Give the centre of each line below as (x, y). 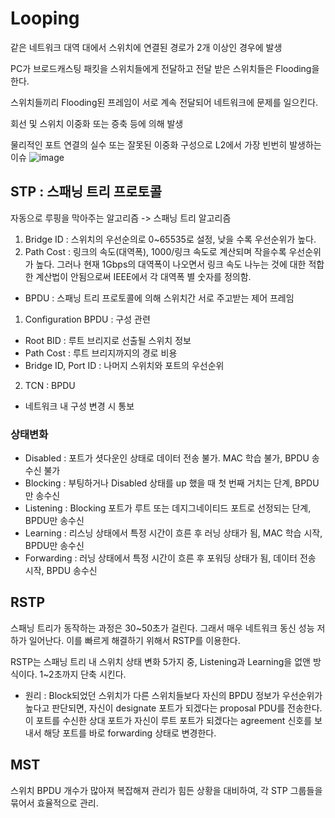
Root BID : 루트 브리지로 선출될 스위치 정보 (108, 340)
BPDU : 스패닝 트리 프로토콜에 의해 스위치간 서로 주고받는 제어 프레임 (159, 298)
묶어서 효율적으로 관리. (54, 803)
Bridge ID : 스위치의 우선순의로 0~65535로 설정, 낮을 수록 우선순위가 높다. (170, 239)
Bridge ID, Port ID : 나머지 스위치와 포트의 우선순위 (124, 365)
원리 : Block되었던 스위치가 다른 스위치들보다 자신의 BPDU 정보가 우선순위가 (173, 695)
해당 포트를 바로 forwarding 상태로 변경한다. (130, 733)
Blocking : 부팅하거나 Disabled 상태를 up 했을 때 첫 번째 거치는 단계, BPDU (172, 483)
